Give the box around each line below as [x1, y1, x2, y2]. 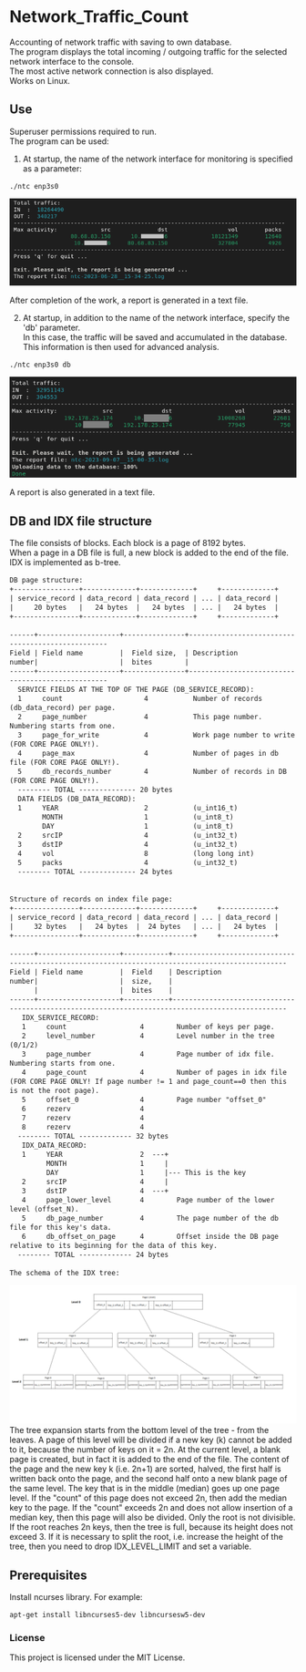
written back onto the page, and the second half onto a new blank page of [9, 1473, 288, 1484]
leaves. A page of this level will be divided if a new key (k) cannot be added [9, 1434, 293, 1446]
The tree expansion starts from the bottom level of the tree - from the [9, 1425, 270, 1436]
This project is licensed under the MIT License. [9, 1652, 186, 1663]
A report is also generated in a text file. [9, 487, 156, 498]
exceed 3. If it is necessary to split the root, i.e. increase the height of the [9, 1532, 284, 1543]
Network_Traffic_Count [9, 6, 189, 27]
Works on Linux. [9, 75, 71, 86]
